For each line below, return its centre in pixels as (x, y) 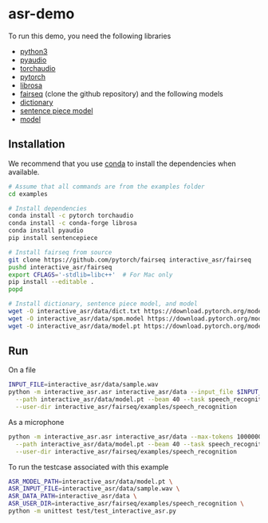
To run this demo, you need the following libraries (90, 36)
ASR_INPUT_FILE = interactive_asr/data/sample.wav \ (94, 489)
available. (24, 171)
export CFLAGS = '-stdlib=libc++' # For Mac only (91, 275)
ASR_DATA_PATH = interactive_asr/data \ (73, 496)
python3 (33, 51)
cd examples (28, 194)
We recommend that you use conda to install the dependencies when (122, 163)
